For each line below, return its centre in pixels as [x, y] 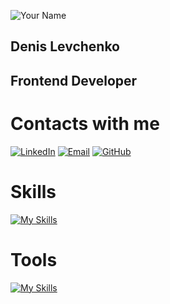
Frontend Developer [74, 80]
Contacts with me [85, 123]
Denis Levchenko [65, 46]
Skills [33, 191]
